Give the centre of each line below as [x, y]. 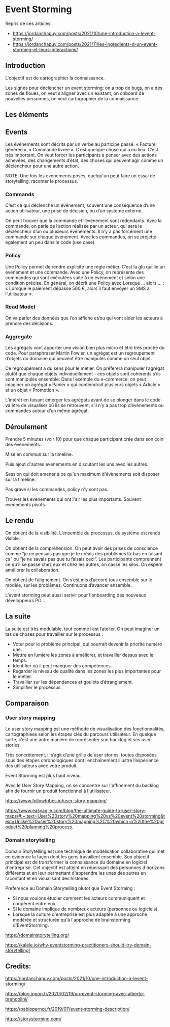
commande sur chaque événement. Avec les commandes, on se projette [81, 237]
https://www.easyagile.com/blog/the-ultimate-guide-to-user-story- [76, 810]
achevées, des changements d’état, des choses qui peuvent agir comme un [84, 160]
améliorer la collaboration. [32, 570]
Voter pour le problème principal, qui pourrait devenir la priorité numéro [87, 644]
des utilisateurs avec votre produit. [41, 766]
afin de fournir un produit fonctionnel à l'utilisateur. [58, 791]
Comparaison [27, 703]
